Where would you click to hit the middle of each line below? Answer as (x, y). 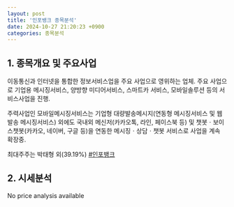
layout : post (26, 14)
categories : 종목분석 (36, 33)
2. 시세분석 (30, 178)
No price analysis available (46, 195)
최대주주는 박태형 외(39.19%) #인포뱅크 (61, 155)
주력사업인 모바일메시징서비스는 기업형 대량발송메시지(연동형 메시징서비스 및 (111, 114)
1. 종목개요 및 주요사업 (52, 63)
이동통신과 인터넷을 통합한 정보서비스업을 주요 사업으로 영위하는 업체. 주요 (108, 82)
